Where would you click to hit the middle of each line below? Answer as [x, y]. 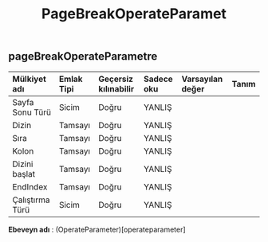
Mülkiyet [29, 79]
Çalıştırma [31, 200]
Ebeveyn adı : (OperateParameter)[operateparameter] [97, 229]
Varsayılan [202, 79]
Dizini [23, 164]
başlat [24, 174]
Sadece [158, 79]
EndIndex [30, 186]
